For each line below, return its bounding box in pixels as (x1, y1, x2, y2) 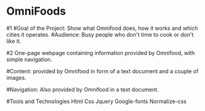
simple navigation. (6, 56, 53, 63)
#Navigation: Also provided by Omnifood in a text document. (6, 85, 159, 93)
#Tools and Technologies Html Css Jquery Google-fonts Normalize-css (6, 98, 187, 105)
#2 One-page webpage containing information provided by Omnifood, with (6, 49, 195, 56)
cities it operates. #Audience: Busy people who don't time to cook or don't (6, 30, 194, 38)
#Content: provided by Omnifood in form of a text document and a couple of (6, 67, 199, 74)
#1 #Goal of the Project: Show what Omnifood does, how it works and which (6, 24, 198, 32)
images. (6, 74, 26, 81)
